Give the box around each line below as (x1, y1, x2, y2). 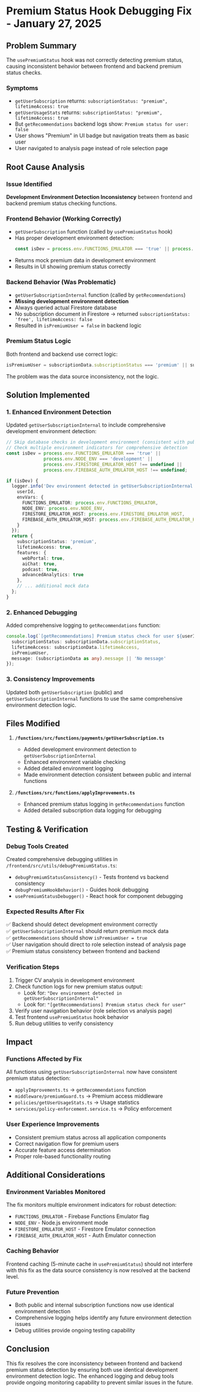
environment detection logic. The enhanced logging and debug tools (6, 1372, 174, 1379)
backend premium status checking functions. (6, 200, 117, 207)
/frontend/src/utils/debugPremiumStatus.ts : (6, 862, 117, 869)
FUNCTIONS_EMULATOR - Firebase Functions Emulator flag (14, 1213, 149, 1220)
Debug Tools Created (6, 842, 69, 850)
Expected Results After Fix (6, 908, 85, 916)
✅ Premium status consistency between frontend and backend (6, 947, 160, 955)
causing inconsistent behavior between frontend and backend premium (6, 63, 182, 70)
